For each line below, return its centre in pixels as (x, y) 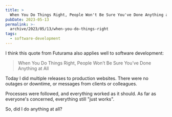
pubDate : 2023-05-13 (27, 19)
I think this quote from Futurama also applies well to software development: (84, 53)
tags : (11, 34)
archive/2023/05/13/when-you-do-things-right (59, 29)
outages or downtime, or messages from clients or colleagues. (71, 84)
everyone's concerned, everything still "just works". (60, 99)
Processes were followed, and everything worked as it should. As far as (81, 93)
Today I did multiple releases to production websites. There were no (77, 78)
